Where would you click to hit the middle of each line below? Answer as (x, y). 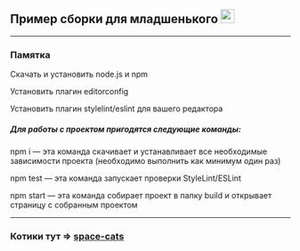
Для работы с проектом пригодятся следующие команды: (126, 129)
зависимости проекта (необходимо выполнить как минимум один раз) (146, 161)
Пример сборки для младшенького (114, 19)
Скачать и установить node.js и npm (79, 74)
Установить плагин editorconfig (69, 92)
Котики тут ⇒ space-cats (67, 236)
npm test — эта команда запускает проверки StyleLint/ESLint (126, 178)
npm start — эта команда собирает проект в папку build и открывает (141, 196)
